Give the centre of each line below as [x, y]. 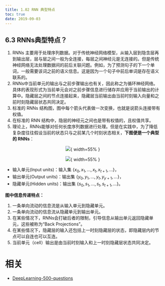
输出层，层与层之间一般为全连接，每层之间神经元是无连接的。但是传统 [88, 59]
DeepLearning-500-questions [43, 278]
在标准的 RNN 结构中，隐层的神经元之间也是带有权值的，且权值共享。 [83, 121]
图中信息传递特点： [25, 195]
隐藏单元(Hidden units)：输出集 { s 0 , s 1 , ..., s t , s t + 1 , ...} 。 [67, 184]
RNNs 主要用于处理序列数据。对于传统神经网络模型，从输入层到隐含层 [83, 53]
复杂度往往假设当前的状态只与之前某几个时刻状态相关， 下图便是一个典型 [85, 133]
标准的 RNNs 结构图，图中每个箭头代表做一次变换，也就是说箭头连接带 [84, 108]
